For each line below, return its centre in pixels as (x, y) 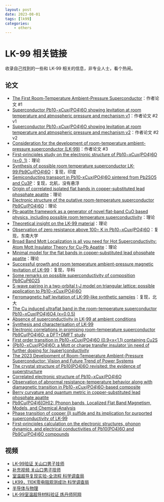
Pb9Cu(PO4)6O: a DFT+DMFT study (49, 335)
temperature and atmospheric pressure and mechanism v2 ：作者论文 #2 (85, 132)
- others (23, 28)
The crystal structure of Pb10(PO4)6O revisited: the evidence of (76, 366)
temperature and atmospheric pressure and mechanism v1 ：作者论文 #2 (85, 116)
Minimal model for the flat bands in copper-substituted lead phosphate (83, 252)
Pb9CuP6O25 (26, 281)
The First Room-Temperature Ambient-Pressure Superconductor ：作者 (83, 98)
